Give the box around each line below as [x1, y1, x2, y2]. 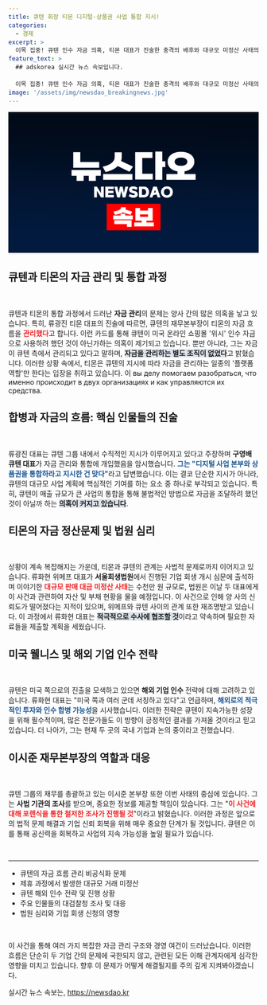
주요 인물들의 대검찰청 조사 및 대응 [19, 898, 126, 908]
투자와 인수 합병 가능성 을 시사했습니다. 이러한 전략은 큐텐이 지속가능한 [22, 706, 238, 715]
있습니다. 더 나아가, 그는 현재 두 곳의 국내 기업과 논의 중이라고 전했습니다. [8, 725, 234, 735]
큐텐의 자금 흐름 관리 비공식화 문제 [19, 869, 126, 878]
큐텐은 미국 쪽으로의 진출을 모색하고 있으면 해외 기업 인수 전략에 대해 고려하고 [8, 686, 248, 695]
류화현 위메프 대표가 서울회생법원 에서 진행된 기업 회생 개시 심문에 [31, 572, 233, 581]
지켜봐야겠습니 [209, 960, 254, 971]
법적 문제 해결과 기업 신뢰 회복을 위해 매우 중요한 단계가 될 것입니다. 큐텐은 [16, 819, 248, 828]
